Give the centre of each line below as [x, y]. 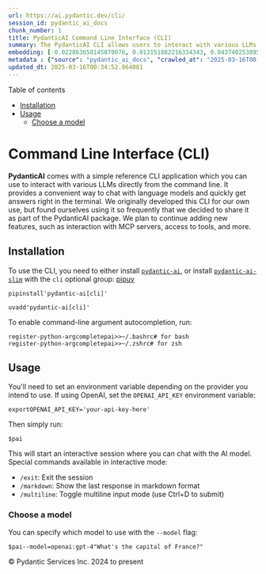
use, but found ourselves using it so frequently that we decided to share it [129, 209]
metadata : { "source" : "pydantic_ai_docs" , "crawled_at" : [106, 60]
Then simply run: [36, 424]
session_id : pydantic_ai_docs [58, 23]
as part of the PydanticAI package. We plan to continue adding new [118, 218]
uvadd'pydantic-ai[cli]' [49, 307]
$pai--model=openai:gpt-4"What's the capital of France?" [106, 547]
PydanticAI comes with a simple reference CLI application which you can [128, 176]
